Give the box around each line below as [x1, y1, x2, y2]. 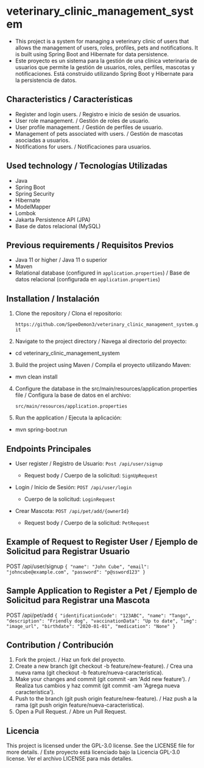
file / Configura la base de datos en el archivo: [15, 391, 132, 399]
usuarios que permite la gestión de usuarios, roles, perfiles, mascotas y [15, 63, 195, 71]
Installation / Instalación [6, 294, 100, 304]
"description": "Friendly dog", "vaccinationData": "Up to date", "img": [6, 618, 198, 624]
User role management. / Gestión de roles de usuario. [15, 117, 150, 124]
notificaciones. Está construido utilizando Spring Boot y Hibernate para [15, 70, 194, 77]
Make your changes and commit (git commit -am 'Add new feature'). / [15, 676, 191, 683]
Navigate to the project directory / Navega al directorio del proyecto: [15, 338, 187, 345]
